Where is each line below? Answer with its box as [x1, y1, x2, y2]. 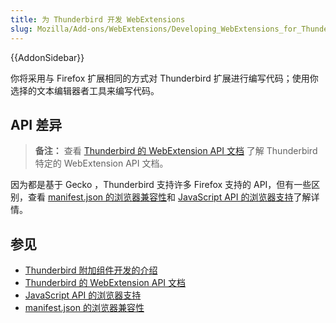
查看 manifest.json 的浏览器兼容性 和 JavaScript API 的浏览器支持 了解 [27, 191, 312, 203]
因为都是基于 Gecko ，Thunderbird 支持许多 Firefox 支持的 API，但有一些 [10, 179, 312, 191]
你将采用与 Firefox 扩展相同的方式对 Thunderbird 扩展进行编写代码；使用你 [10, 72, 319, 84]
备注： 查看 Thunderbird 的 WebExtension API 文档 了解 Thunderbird [34, 145, 318, 157]
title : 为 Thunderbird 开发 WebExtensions [10, 14, 186, 25]
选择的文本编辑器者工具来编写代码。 [10, 84, 160, 96]
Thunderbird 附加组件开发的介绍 [24, 264, 158, 276]
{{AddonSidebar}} [10, 51, 85, 63]
